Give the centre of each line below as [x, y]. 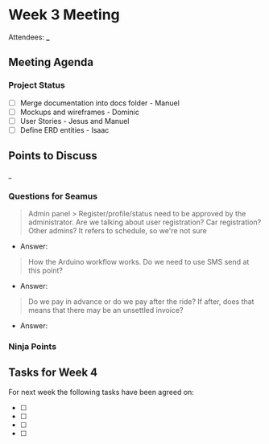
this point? [45, 270]
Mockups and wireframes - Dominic [79, 112]
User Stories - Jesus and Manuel [74, 121]
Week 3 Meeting [64, 15]
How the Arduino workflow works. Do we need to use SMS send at [139, 261]
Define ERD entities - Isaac [64, 129]
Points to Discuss [53, 156]
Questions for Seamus [53, 196]
